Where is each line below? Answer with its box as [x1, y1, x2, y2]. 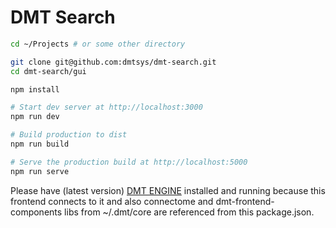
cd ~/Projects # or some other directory [10, 39, 186, 49]
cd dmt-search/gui [10, 66, 87, 76]
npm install [10, 84, 60, 95]
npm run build [10, 139, 70, 150]
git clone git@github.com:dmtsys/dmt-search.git [10, 57, 217, 67]
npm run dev [10, 112, 60, 122]
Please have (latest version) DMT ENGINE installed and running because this [10, 184, 326, 196]
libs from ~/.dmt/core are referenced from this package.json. [64, 206, 315, 218]
